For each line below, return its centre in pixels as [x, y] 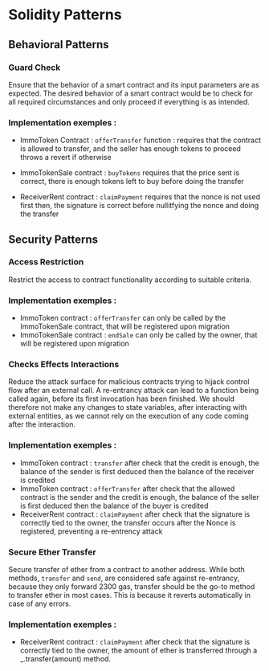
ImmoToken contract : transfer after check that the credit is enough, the [139, 463]
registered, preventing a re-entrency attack [91, 531]
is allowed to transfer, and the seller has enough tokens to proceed [130, 149]
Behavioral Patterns [59, 45]
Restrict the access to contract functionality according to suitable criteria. [130, 280]
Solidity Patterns [65, 15]
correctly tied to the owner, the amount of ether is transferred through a [139, 651]
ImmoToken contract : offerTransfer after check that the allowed [127, 489]
